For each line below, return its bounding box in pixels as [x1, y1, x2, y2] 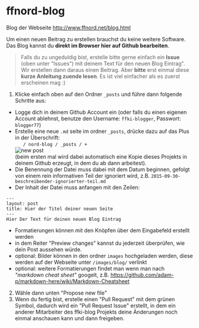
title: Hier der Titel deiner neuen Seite [6, 205, 113, 212]
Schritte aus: [14, 97, 46, 104]
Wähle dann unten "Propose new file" [14, 289, 107, 296]
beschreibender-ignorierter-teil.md [14, 178, 106, 184]
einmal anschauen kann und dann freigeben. [14, 314, 125, 321]
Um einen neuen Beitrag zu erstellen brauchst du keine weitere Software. [6, 35, 186, 42]
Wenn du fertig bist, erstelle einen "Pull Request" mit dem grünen [14, 295, 175, 303]
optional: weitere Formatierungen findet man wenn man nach [14, 265, 165, 272]
